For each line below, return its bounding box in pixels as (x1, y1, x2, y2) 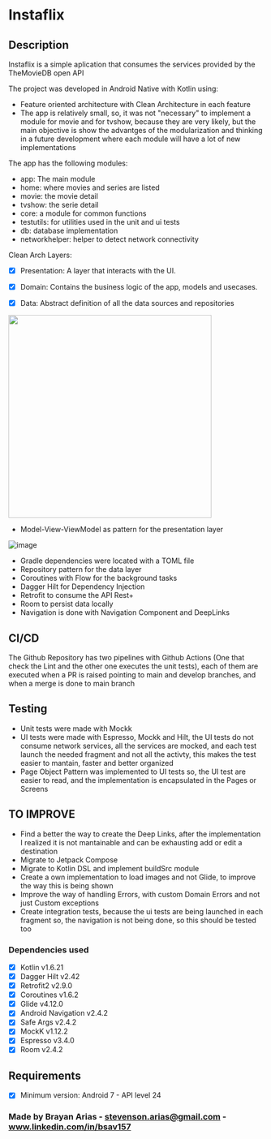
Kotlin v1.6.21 (19, 962, 64, 972)
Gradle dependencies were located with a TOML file (19, 556, 195, 565)
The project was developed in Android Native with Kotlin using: (8, 84, 219, 93)
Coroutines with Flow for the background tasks (19, 574, 178, 583)
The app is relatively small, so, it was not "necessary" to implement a (19, 108, 252, 118)
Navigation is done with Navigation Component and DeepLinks (19, 608, 230, 617)
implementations (19, 143, 76, 152)
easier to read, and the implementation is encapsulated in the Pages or (19, 775, 257, 784)
